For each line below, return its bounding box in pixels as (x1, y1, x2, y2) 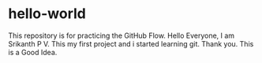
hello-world (8, 5, 87, 23)
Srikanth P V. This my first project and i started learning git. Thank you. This (8, 39, 254, 48)
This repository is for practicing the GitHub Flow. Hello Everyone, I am (8, 31, 235, 40)
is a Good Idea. (8, 47, 58, 57)
